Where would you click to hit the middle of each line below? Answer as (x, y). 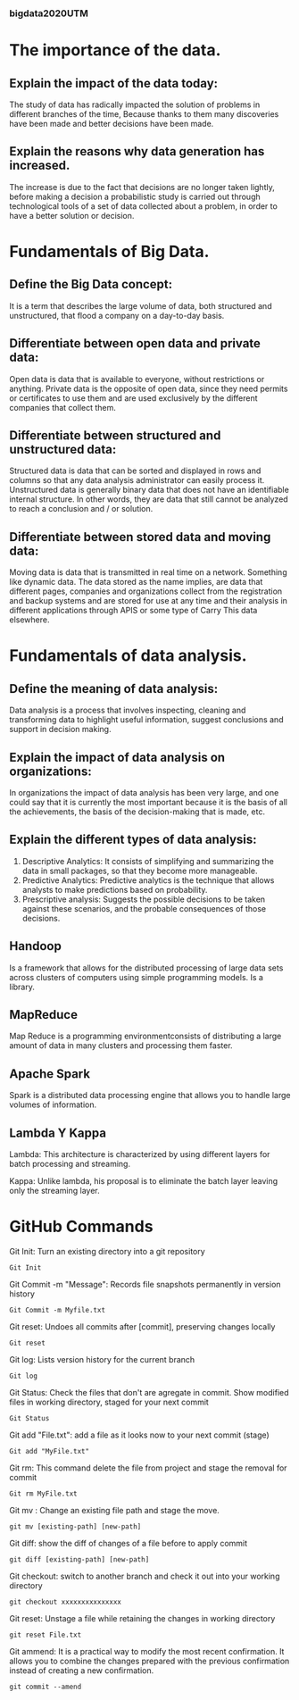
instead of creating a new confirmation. (82, 1670)
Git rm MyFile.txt (43, 1494)
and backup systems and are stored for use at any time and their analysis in (149, 601)
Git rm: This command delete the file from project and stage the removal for (148, 1468)
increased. (40, 166)
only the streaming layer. (54, 1191)
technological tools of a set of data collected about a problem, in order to (144, 206)
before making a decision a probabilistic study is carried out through (135, 196)
